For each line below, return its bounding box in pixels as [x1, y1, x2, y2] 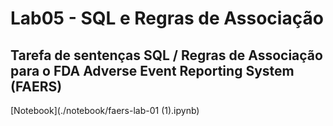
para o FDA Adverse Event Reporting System [10, 62, 295, 79]
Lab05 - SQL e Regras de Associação [10, 7, 324, 30]
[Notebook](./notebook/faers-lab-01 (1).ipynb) [10, 105, 200, 116]
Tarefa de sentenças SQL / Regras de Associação [10, 47, 323, 64]
